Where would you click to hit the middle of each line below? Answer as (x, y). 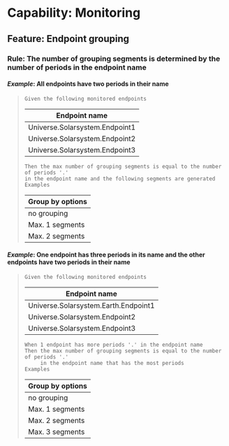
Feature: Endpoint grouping (68, 39)
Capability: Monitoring (74, 13)
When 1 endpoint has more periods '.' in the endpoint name (113, 345)
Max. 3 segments (56, 431)
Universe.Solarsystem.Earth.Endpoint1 (91, 305)
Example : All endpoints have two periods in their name (88, 84)
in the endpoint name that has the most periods (112, 363)
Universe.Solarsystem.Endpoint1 (82, 127)
